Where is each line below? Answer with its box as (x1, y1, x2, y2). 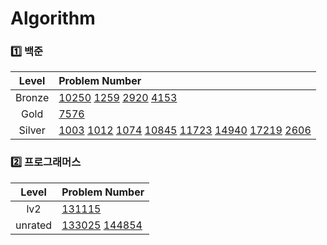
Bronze (15, 91, 50, 105)
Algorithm (10, 7, 96, 30)
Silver (18, 123, 46, 137)
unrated (15, 218, 53, 232)
